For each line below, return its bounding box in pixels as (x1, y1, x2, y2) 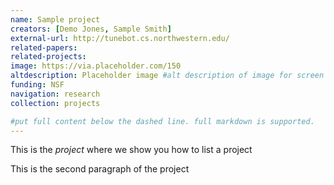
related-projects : (10, 52, 87, 62)
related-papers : (10, 42, 78, 53)
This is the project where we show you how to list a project (10, 144, 253, 156)
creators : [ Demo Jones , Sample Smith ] (10, 24, 172, 34)
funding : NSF (10, 80, 65, 90)
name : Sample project (10, 14, 101, 25)
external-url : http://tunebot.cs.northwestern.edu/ (10, 33, 230, 43)
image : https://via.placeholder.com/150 (10, 61, 182, 71)
